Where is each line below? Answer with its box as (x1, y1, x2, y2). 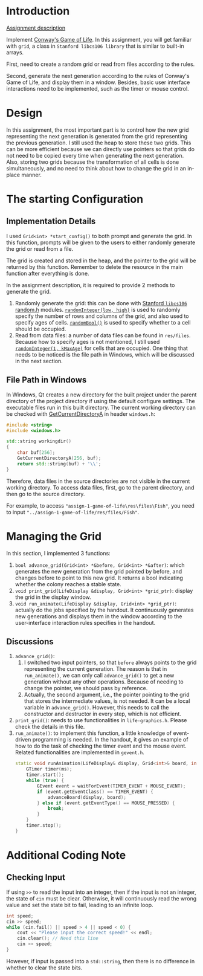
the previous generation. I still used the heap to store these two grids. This (6, 139, 192, 146)
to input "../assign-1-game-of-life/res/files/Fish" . (6, 508, 140, 515)
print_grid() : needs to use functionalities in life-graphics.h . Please (14, 717, 187, 724)
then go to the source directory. (6, 490, 85, 497)
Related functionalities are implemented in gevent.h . (14, 749, 145, 756)
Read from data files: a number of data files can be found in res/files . (14, 331, 192, 339)
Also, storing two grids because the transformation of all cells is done (6, 158, 179, 166)
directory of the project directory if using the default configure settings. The (6, 397, 195, 404)
